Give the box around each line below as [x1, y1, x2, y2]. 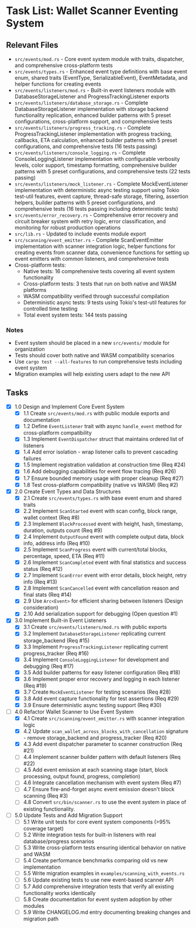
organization [14, 345, 45, 353]
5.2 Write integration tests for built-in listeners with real [23, 831, 156, 838]
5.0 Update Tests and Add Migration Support [14, 812, 123, 819]
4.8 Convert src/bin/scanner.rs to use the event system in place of [23, 799, 187, 806]
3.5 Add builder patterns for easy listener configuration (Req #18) [23, 668, 181, 676]
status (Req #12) [23, 566, 63, 573]
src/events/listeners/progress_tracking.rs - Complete [14, 125, 151, 131]
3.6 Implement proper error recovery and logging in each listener [23, 675, 180, 682]
